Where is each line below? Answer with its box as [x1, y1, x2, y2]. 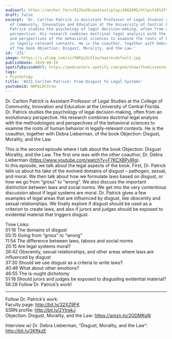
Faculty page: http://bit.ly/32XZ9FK [5, 301, 80, 308]
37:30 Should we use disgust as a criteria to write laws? [5, 260, 123, 266]
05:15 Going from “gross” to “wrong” [5, 232, 83, 238]
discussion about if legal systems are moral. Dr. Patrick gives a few [5, 189, 147, 195]
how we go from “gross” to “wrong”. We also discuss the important [5, 178, 146, 185]
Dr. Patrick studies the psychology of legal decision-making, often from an [5, 109, 162, 115]
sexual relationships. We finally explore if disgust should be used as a [5, 201, 152, 207]
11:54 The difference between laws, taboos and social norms [5, 237, 133, 244]
